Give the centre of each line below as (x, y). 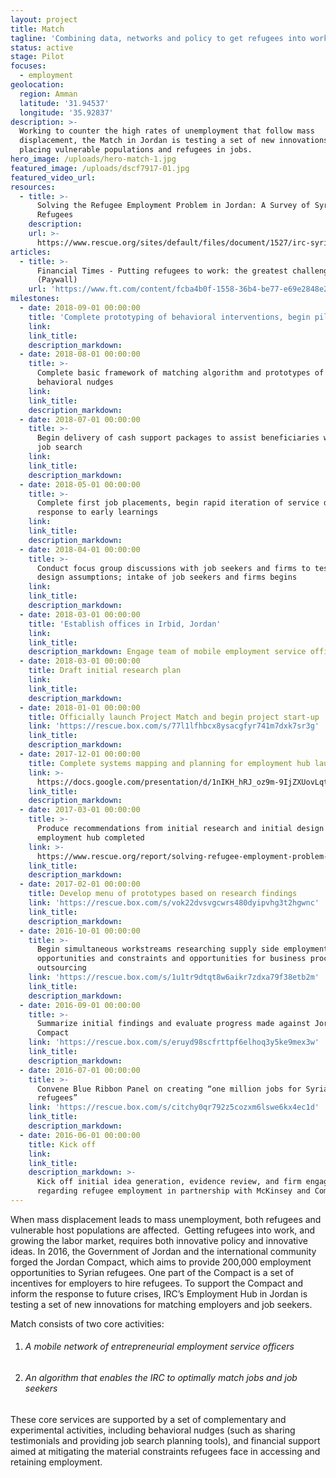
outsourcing (61, 968)
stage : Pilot (37, 57)
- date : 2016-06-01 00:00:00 (80, 1135)
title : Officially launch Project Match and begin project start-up (174, 717)
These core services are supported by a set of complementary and (148, 1419)
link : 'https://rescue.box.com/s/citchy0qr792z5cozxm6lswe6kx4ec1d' (174, 1107)
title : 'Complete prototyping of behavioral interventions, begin (169, 317)
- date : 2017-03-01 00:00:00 (80, 810)
